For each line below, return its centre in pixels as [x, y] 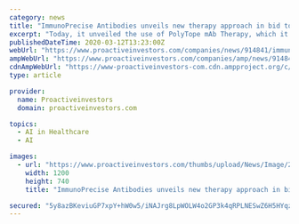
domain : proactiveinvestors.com [77, 108]
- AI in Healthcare [53, 132]
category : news [37, 17]
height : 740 [47, 181]
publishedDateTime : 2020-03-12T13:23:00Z [87, 42]
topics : [24, 124]
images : [24, 156]
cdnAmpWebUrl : [36, 68]
